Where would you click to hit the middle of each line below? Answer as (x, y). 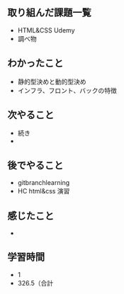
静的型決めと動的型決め (52, 81)
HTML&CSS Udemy (46, 30)
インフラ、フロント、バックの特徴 (67, 90)
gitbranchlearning (44, 183)
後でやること (35, 165)
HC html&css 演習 (44, 191)
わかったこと (35, 63)
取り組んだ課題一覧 (49, 13)
